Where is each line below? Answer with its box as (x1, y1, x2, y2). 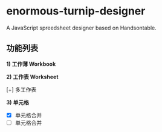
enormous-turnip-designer (6, 4, 146, 18)
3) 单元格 (6, 98, 29, 106)
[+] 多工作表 (6, 86, 37, 93)
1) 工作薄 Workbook (6, 60, 56, 68)
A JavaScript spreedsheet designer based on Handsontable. (6, 24, 157, 31)
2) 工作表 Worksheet (6, 73, 59, 80)
